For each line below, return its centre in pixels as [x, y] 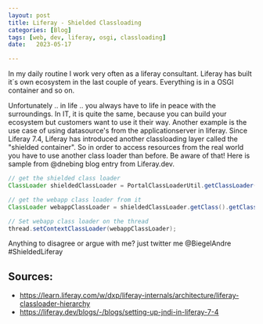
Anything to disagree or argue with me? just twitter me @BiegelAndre [120, 243]
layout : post [29, 15]
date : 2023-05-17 [40, 45]
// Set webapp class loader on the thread [78, 221]
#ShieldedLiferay [36, 252]
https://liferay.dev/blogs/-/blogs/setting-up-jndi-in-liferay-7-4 [119, 312]
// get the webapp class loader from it [75, 200]
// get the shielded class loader [65, 178]
